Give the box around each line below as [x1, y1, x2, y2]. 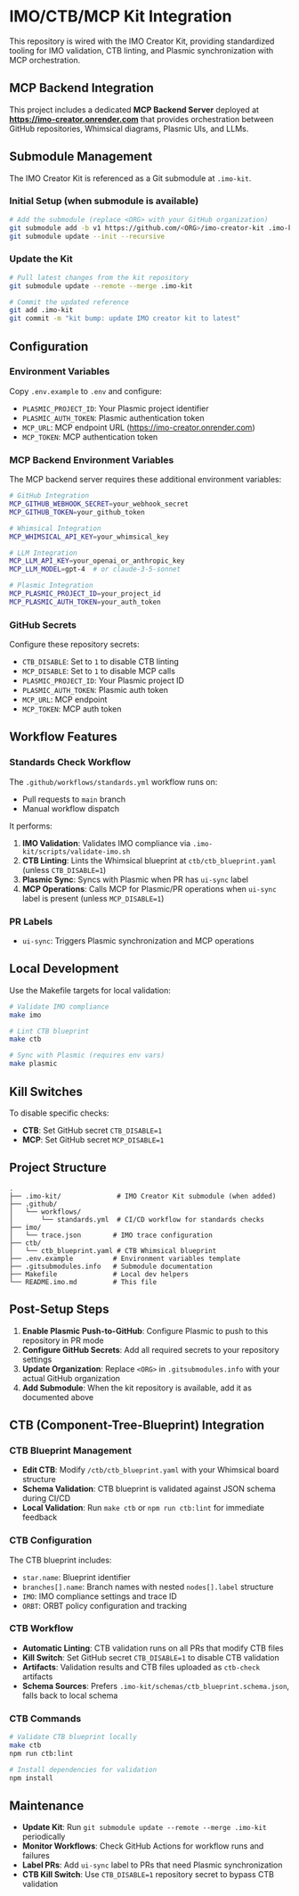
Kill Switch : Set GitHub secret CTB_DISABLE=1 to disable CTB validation [21, 1652, 279, 1662]
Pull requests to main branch [21, 794, 126, 804]
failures [21, 1851, 51, 1861]
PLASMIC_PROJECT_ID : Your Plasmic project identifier [21, 403, 209, 414]
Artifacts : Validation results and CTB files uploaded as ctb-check [21, 1661, 261, 1672]
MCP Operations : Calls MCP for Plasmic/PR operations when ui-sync [21, 883, 278, 894]
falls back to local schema [21, 1690, 118, 1701]
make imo [9, 1010, 42, 1019]
